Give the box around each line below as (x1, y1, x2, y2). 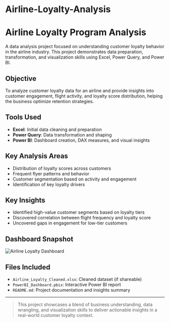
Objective (5, 74, 37, 83)
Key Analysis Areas (5, 152, 68, 160)
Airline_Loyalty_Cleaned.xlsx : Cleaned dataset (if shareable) (12, 276, 142, 282)
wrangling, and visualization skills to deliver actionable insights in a (17, 307, 158, 313)
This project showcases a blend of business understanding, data (17, 302, 153, 307)
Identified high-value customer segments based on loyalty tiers (12, 209, 145, 215)
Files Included (5, 263, 51, 271)
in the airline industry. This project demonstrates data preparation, (5, 49, 143, 55)
